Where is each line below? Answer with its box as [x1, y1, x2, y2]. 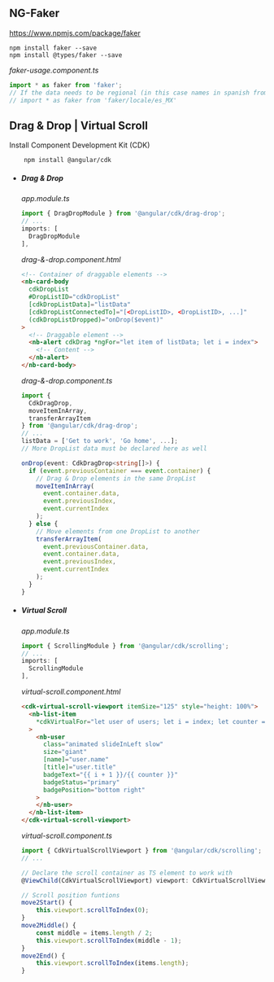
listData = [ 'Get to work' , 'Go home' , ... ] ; [20, 437, 178, 445]
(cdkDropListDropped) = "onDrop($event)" [28, 315, 164, 324]
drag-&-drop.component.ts [20, 375, 113, 385]
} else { [28, 519, 59, 528]
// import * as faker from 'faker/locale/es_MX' [9, 96, 177, 104]
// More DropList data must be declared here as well [20, 445, 207, 453]
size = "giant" [42, 748, 88, 756]
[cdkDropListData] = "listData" [28, 300, 131, 309]
